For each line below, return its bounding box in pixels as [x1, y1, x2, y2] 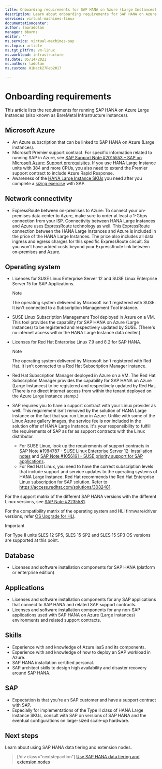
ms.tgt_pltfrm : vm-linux [5, 48, 55, 52]
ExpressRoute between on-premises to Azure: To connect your [12, 207, 138, 213]
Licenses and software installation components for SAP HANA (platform [12, 564, 155, 570]
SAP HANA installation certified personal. [12, 659, 94, 666]
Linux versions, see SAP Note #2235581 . [5, 499, 86, 505]
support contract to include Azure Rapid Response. [12, 170, 114, 176]
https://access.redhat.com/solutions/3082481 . [19, 484, 112, 490]
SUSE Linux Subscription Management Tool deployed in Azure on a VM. [12, 314, 156, 320]
